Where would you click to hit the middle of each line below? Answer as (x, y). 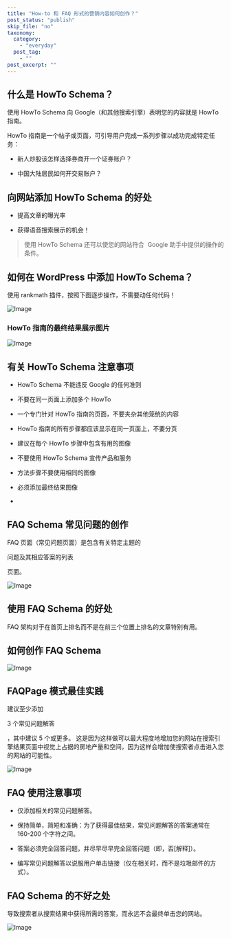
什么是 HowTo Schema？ (60, 95)
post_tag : (27, 52)
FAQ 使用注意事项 (44, 793)
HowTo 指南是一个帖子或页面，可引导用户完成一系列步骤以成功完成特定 (108, 136)
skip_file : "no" (30, 26)
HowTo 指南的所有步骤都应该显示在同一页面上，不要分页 (97, 429)
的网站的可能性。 (31, 755)
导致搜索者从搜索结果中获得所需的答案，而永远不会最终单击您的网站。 (107, 914)
